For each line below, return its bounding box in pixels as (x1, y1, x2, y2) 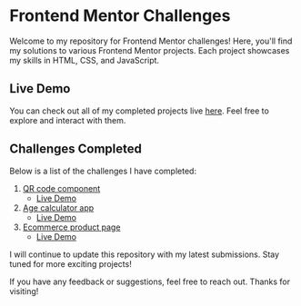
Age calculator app (22, 202, 95, 213)
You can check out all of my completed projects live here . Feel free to (9, 105, 270, 116)
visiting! (9, 285, 39, 296)
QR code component (22, 183, 101, 193)
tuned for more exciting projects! (9, 258, 132, 269)
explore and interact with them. (9, 114, 126, 125)
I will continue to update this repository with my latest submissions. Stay (9, 249, 280, 260)
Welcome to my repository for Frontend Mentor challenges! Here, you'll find (9, 35, 293, 46)
